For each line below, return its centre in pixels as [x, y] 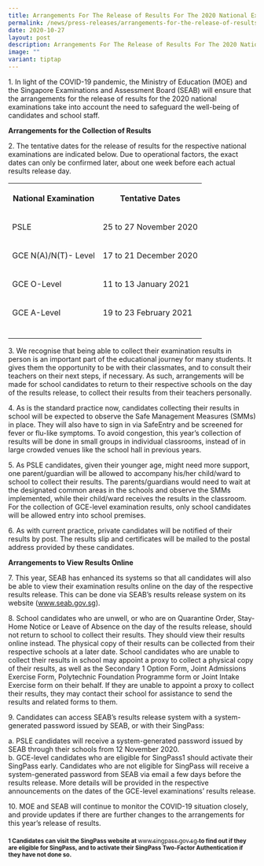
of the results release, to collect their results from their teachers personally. [130, 392]
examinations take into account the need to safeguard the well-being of [124, 106]
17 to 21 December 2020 [150, 255]
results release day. [40, 171]
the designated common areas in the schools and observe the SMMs [119, 490]
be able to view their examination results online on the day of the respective [131, 586]
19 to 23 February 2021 [147, 312]
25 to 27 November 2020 [150, 227]
